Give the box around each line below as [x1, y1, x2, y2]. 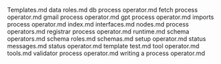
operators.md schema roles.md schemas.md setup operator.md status [7, 35, 207, 43]
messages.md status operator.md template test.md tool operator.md [7, 42, 200, 50]
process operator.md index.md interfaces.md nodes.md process [7, 20, 189, 28]
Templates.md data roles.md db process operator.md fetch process [7, 6, 198, 14]
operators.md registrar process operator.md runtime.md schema [7, 27, 190, 35]
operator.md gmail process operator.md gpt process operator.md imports [7, 13, 214, 21]
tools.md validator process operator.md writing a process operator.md [7, 49, 205, 57]
